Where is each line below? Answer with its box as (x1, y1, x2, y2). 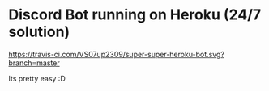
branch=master (8, 58, 60, 68)
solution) (8, 23, 70, 41)
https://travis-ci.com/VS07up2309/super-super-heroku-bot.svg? (8, 49, 225, 59)
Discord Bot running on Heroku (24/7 (8, 6, 262, 24)
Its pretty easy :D (8, 73, 66, 83)
